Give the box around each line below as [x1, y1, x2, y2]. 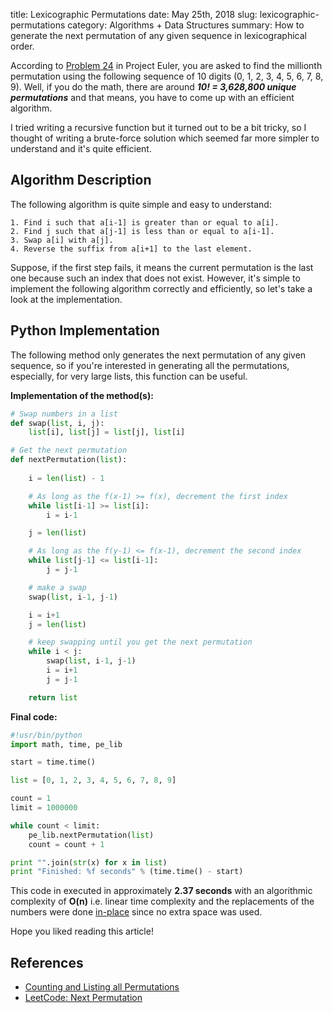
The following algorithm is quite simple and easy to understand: [10, 198, 272, 210]
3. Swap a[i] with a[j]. [10, 235, 114, 245]
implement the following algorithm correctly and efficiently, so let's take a [10, 282, 313, 294]
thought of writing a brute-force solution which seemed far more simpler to [10, 132, 320, 144]
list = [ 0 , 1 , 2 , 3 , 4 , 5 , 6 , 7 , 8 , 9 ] [10, 775, 177, 786]
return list [28, 692, 78, 703]
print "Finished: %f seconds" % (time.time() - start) [10, 867, 244, 877]
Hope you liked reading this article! [10, 925, 154, 938]
